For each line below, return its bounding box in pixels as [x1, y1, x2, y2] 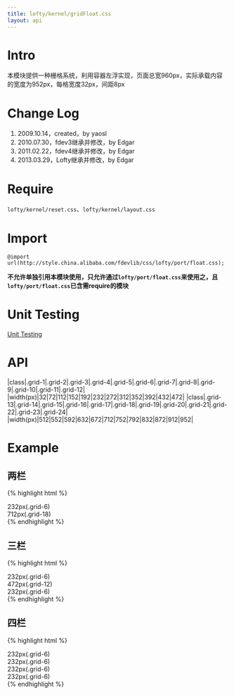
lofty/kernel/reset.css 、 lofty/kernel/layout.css [7, 205, 156, 213]
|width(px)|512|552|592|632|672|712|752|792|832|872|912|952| [7, 415, 194, 424]
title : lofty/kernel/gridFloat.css [7, 10, 112, 18]
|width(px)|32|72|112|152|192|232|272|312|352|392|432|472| [7, 393, 185, 401]
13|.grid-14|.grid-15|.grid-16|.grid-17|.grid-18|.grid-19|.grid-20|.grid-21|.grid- [7, 401, 228, 409]
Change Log [7, 105, 79, 121]
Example [7, 440, 59, 456]
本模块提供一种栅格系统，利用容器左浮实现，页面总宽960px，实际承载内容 [7, 71, 223, 80]
